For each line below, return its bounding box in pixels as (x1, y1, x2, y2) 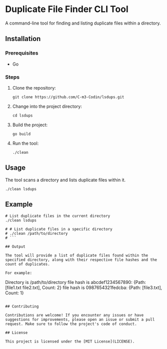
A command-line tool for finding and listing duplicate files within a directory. (5, 20, 161, 26)
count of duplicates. (5, 261, 50, 266)
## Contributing (5, 304, 39, 309)
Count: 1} (5, 289, 24, 296)
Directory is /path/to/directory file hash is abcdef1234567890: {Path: (5, 279, 146, 285)
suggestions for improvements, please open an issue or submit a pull (5, 317, 155, 322)
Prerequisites (5, 50, 38, 57)
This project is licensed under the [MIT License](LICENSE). (5, 339, 135, 344)
